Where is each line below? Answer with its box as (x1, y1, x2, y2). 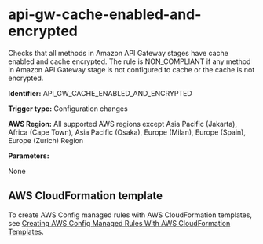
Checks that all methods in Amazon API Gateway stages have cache (8, 48, 229, 57)
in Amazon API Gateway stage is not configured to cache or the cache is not (8, 65, 255, 74)
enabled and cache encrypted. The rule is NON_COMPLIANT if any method (8, 57, 251, 66)
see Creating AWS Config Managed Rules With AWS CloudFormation (8, 218, 231, 227)
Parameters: (8, 151, 49, 161)
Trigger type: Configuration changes (8, 104, 128, 113)
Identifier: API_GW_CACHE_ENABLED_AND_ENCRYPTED (8, 88, 192, 98)
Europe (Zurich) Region (8, 135, 84, 145)
